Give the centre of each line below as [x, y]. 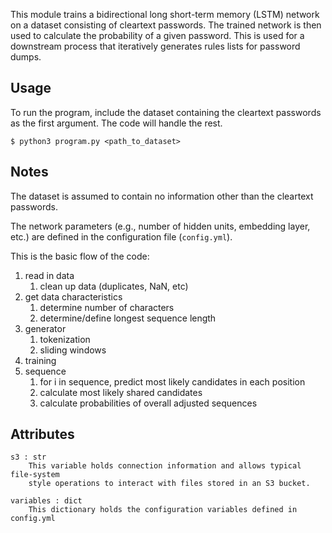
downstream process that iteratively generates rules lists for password [155, 46]
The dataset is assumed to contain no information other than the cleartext [162, 196]
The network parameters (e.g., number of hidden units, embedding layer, [160, 226]
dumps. [26, 57]
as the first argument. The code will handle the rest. [116, 123]
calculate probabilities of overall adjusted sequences [148, 403]
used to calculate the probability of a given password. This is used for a [157, 35]
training [40, 360]
